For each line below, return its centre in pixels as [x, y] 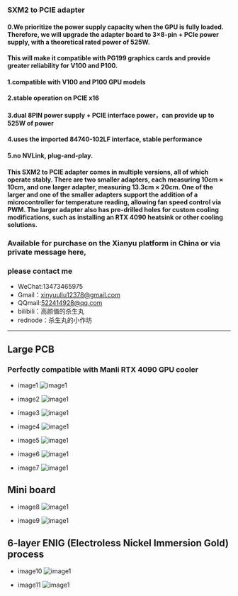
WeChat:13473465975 [50, 286]
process [26, 554]
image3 [29, 412]
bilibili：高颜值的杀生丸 [51, 311]
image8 [29, 507]
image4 [29, 426]
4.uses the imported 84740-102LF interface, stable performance [105, 139]
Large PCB [31, 349]
